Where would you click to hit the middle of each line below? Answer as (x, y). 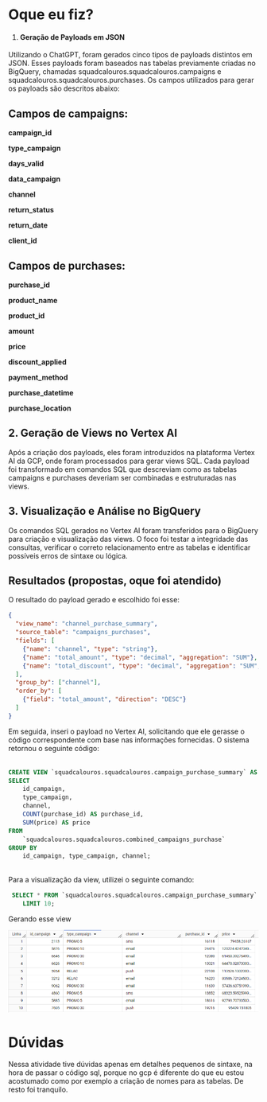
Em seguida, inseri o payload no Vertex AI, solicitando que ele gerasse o (126, 731)
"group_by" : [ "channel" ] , (58, 683)
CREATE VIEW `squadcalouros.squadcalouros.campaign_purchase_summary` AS (133, 772)
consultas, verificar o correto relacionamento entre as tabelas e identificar (130, 547)
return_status (31, 210)
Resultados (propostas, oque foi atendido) (115, 581)
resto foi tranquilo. (38, 1090)
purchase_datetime (41, 393)
